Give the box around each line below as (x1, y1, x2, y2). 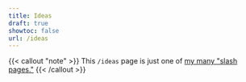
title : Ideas (8, 11, 52, 20)
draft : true (8, 19, 48, 27)
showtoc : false (8, 27, 60, 35)
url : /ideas (8, 34, 48, 43)
